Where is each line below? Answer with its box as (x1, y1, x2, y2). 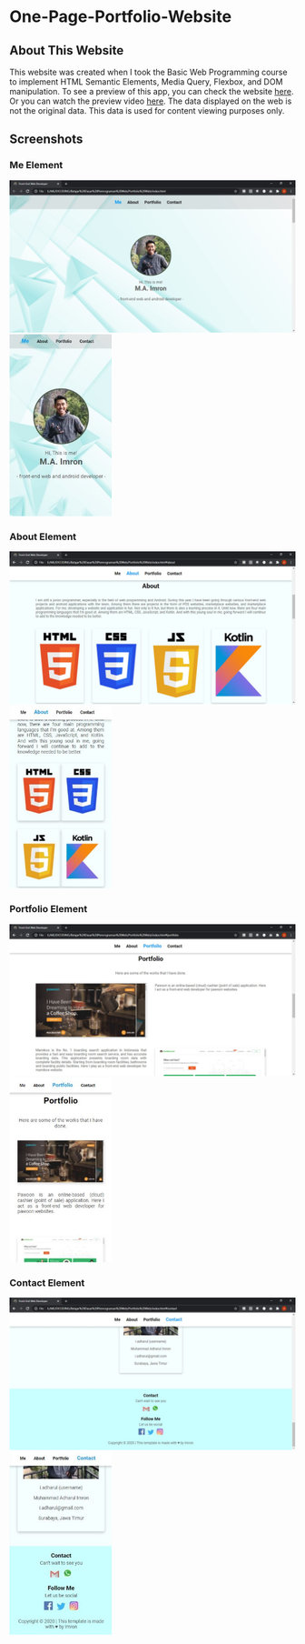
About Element (9, 530, 77, 543)
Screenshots (9, 132, 84, 147)
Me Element (9, 159, 64, 172)
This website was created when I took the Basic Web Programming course (9, 66, 288, 77)
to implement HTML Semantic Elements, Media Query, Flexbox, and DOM (9, 76, 283, 87)
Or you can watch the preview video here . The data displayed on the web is (9, 95, 292, 106)
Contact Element (9, 1277, 85, 1289)
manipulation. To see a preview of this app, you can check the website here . (9, 86, 294, 96)
